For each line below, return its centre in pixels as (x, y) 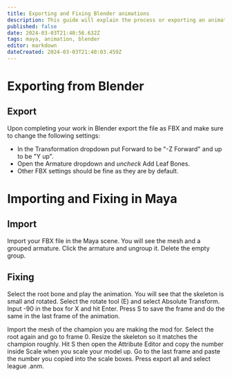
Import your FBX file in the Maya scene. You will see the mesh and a (104, 241)
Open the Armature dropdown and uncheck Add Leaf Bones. (104, 164)
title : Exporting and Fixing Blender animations (78, 13)
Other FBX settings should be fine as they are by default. (98, 171)
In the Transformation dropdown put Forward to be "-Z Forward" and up (119, 148)
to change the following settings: (54, 135)
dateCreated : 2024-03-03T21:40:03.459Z (65, 52)
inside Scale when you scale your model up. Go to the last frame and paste (114, 351)
